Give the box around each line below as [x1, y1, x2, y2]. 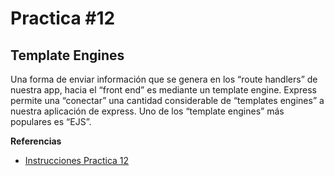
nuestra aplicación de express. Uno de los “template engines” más [10, 105, 285, 117]
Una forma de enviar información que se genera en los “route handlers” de [10, 73, 318, 85]
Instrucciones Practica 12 [24, 155, 130, 166]
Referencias [10, 135, 62, 147]
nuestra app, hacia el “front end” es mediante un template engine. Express [10, 84, 317, 96]
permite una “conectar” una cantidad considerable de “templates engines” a [10, 95, 325, 106]
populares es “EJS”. [10, 116, 92, 127]
